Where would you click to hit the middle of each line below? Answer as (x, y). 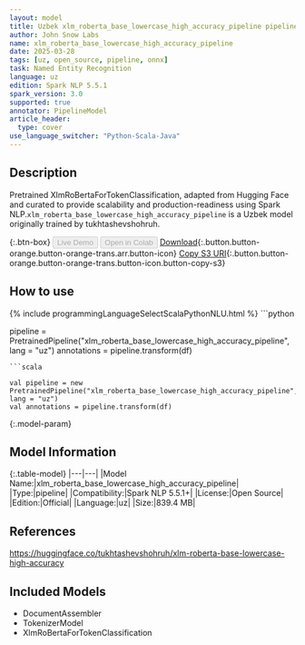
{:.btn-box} (30, 242)
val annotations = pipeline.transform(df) (91, 407)
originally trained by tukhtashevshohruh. (85, 223)
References (43, 531)
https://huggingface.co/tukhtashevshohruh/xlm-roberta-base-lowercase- (147, 553)
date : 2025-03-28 (42, 52)
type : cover (40, 128)
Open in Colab (128, 242)
